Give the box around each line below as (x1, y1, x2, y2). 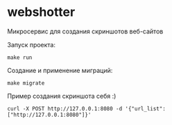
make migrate (7, 79, 45, 87)
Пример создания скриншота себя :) (7, 92, 117, 100)
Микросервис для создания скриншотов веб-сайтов (7, 27, 164, 35)
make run (7, 53, 33, 61)
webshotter (7, 4, 76, 20)
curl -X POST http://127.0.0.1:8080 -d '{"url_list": (7, 105, 166, 112)
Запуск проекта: (7, 40, 56, 49)
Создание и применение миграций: (7, 66, 113, 74)
